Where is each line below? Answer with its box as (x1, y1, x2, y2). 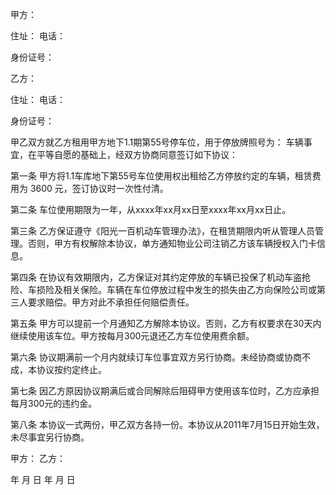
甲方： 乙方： (10, 453, 66, 464)
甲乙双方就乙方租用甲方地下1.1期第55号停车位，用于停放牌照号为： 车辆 (10, 136, 304, 148)
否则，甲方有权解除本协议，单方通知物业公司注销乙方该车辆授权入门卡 (27, 238, 317, 249)
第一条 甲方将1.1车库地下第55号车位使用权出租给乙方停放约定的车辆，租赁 (10, 170, 313, 182)
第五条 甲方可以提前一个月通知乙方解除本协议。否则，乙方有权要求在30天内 (10, 318, 322, 329)
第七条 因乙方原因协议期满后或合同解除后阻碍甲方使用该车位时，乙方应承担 (10, 385, 320, 397)
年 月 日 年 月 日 (10, 474, 76, 485)
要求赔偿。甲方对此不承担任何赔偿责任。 (27, 296, 195, 308)
